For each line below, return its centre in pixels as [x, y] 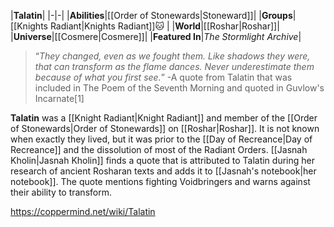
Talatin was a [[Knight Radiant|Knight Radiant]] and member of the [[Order [164, 118]
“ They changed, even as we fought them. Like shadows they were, [172, 56]
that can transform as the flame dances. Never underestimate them [174, 66]
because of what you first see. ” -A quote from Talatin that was [163, 77]
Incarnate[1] [59, 98]
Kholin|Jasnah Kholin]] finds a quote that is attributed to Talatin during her [162, 160]
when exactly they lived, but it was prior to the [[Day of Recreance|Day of [161, 139]
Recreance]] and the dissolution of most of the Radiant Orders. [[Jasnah [159, 149]
